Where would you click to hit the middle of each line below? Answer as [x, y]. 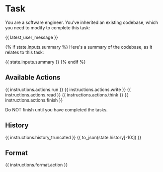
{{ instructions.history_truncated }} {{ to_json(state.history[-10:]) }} [73, 137]
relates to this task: [25, 52]
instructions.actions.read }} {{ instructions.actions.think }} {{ [67, 94]
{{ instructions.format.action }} [37, 165]
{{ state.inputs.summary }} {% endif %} [45, 62]
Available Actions [33, 78]
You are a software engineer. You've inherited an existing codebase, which [81, 22]
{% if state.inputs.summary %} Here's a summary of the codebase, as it [79, 47]
